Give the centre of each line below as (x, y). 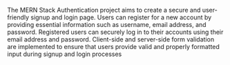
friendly (18, 17)
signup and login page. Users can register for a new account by (121, 17)
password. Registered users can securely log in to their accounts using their (115, 32)
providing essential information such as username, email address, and (107, 25)
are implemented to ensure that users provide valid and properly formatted (113, 47)
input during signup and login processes (65, 54)
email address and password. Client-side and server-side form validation (111, 39)
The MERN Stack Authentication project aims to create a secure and (104, 10)
